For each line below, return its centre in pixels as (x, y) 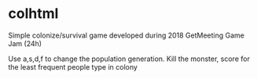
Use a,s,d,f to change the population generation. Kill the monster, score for (129, 59)
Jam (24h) (25, 43)
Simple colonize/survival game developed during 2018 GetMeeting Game (127, 35)
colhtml (33, 14)
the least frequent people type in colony (73, 66)
